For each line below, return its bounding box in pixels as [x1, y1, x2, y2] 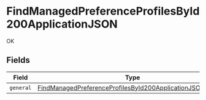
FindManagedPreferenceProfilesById [6, 4, 200, 18]
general [9, 84, 32, 91]
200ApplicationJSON [6, 17, 118, 31]
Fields [6, 55, 31, 65]
